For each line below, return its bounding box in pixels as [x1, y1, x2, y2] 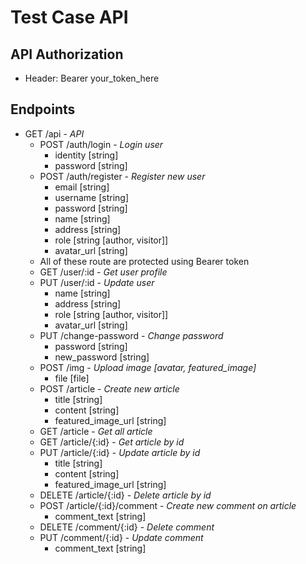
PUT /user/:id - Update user [39, 276, 155, 288]
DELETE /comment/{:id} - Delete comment [39, 521, 215, 533]
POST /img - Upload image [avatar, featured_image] [39, 361, 257, 373]
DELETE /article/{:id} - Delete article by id [39, 489, 212, 501]
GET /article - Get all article [39, 425, 153, 437]
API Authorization [10, 46, 124, 63]
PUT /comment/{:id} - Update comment [39, 531, 204, 543]
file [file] [54, 372, 90, 384]
